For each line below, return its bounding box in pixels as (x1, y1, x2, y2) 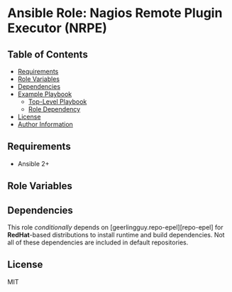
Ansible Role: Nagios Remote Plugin (7, 5, 223, 21)
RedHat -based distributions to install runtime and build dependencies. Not (7, 231, 225, 239)
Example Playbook (17, 90, 72, 98)
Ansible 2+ (17, 159, 50, 168)
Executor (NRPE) (7, 20, 108, 36)
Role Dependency (28, 105, 81, 113)
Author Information (17, 120, 73, 129)
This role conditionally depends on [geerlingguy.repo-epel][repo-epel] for (7, 223, 223, 232)
